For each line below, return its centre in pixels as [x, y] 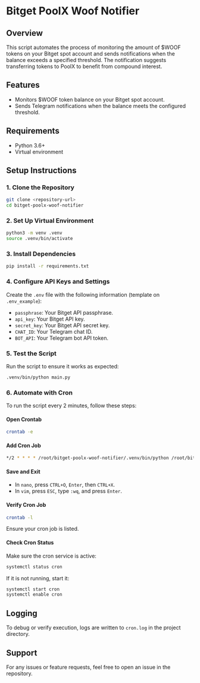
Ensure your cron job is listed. [43, 529]
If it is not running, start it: [38, 578]
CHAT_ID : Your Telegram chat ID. [54, 331]
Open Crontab [24, 419]
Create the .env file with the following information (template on [83, 294]
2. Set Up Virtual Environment [50, 220]
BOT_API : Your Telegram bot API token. [62, 338]
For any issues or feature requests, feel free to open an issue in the [88, 667]
